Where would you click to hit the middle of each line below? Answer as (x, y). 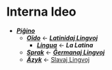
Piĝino (26, 31)
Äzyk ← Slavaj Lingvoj (58, 59)
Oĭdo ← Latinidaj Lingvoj (62, 37)
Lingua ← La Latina (65, 45)
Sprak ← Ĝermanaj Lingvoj (66, 52)
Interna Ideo (41, 12)
